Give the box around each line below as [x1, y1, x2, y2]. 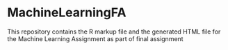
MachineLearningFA [7, 5, 127, 21]
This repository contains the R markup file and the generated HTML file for [7, 27, 221, 36]
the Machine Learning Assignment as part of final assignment [7, 34, 184, 42]
